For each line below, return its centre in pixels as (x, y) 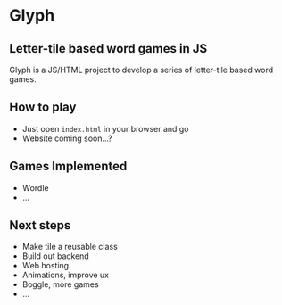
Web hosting (46, 266)
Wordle (35, 187)
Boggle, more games (61, 284)
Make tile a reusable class (70, 247)
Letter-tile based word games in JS (108, 49)
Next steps (40, 225)
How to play (43, 107)
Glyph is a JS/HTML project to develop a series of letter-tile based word (141, 70)
